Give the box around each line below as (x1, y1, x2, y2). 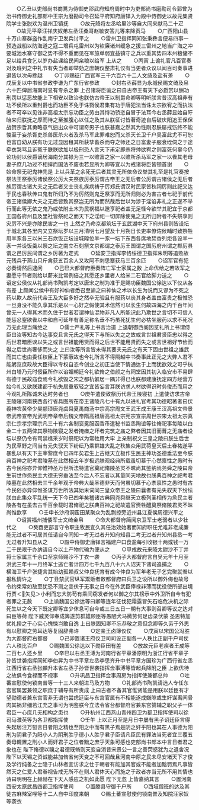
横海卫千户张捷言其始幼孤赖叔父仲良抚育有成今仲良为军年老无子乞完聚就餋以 (6, 568, 193, 575)
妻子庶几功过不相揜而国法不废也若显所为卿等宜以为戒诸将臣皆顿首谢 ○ (6, 161, 189, 168)
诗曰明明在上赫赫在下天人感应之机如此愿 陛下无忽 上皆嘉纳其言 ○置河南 (6, 776, 192, 782)
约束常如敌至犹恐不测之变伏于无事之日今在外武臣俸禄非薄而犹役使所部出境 (11, 583, 193, 590)
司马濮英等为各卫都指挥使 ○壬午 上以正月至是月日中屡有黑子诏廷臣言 (6, 716, 185, 723)
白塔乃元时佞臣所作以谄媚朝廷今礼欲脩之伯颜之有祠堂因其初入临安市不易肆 (11, 368, 193, 375)
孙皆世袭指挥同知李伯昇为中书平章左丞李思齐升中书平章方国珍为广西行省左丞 (6, 657, 193, 664)
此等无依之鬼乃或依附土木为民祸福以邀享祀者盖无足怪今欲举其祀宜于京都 (16, 205, 193, 212)
